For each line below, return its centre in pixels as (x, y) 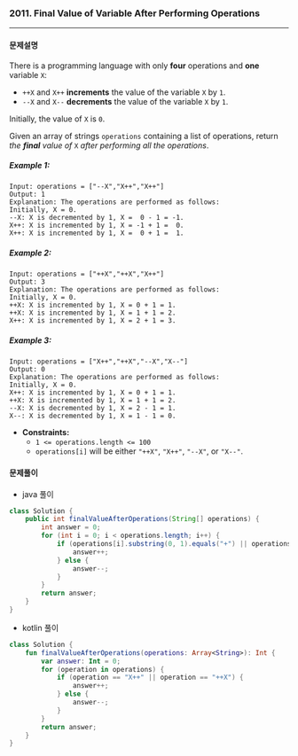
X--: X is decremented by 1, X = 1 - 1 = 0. (93, 416)
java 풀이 (38, 494)
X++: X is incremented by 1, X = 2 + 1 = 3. (93, 321)
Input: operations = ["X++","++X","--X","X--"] (99, 362)
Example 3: (30, 340)
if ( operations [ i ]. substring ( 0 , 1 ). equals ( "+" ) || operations (174, 544)
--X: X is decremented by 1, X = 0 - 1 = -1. (97, 218)
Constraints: (46, 433)
